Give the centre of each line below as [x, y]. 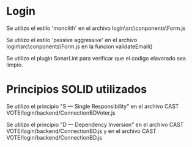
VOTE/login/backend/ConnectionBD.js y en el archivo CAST [82, 131]
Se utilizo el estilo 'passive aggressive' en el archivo [72, 40]
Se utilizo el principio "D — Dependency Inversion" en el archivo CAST [95, 124]
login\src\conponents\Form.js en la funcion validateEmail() [79, 46]
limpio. [15, 65]
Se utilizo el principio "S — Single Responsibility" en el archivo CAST [93, 106]
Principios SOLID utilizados [77, 89]
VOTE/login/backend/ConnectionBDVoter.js [61, 113]
